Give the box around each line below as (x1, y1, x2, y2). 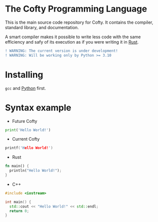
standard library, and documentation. (5, 24, 79, 30)
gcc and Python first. (5, 85, 46, 91)
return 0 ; (9, 208, 29, 213)
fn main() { (5, 163, 29, 169)
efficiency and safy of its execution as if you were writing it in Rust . (5, 39, 139, 44)
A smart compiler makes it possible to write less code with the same (5, 34, 141, 40)
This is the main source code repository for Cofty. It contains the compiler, (5, 19, 154, 25)
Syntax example (5, 102, 72, 113)
